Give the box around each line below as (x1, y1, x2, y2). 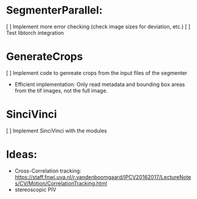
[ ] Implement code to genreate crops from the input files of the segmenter (6, 69, 188, 77)
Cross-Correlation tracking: (14, 167, 81, 174)
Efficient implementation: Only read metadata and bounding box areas (14, 81, 185, 88)
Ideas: (6, 148, 37, 161)
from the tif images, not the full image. (14, 87, 108, 94)
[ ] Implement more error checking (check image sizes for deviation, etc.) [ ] (6, 23, 191, 30)
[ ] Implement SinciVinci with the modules (6, 127, 107, 134)
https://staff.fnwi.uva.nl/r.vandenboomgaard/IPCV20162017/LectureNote (14, 173, 192, 180)
